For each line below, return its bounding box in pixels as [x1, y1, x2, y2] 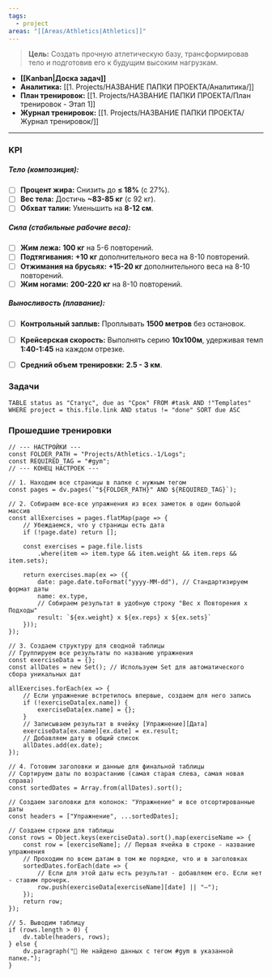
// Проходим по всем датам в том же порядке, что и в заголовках [23, 855, 249, 863]
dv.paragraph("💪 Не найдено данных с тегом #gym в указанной [23, 947, 233, 956]
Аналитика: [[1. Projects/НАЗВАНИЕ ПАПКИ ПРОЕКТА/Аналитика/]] [19, 82, 255, 92]
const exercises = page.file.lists [23, 543, 143, 551]
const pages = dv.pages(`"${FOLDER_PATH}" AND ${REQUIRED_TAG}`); [8, 486, 237, 494]
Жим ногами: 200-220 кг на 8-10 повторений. [19, 279, 183, 289]
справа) [8, 777, 35, 785]
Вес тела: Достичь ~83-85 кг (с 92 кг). [19, 194, 156, 204]
